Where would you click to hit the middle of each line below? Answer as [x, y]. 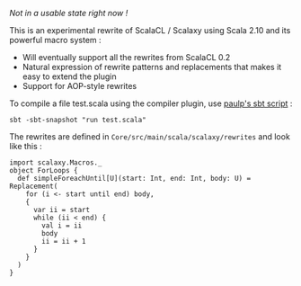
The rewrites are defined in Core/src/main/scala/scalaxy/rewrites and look [150, 137]
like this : [26, 146]
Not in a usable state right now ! [69, 13]
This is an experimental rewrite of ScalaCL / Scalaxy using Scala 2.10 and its [150, 30]
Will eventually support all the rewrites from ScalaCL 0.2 [126, 57]
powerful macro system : [55, 40]
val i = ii [62, 226]
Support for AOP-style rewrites [80, 86]
